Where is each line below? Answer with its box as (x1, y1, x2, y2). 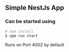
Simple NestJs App (5, 4, 65, 12)
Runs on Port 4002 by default (5, 42, 65, 48)
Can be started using (5, 18, 56, 25)
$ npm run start (5, 33, 38, 38)
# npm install (5, 29, 34, 34)
